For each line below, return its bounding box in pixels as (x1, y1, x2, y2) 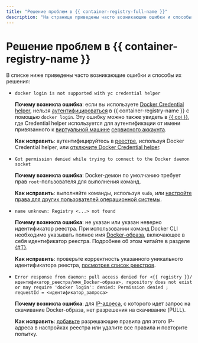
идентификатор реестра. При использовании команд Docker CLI (14, 225, 178, 232)
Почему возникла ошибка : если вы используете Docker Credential (14, 101, 184, 108)
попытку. (14, 331, 38, 338)
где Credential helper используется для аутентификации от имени (14, 119, 181, 127)
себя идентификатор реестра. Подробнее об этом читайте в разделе (14, 238, 190, 245)
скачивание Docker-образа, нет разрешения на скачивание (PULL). (14, 306, 186, 313)
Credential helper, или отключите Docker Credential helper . (14, 144, 161, 151)
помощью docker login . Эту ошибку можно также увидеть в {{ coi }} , (14, 114, 190, 121)
